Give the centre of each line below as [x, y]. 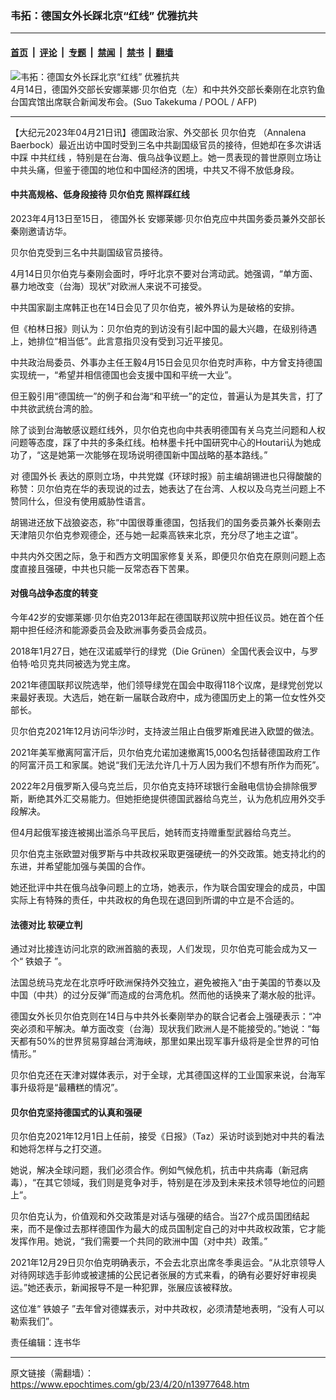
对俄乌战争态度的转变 [54, 593]
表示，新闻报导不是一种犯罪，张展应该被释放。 [141, 1288]
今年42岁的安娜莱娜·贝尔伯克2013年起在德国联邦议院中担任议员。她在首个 [163, 617]
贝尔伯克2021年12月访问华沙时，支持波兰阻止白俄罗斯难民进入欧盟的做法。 [165, 731]
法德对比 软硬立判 [46, 924]
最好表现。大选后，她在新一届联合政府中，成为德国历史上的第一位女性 [163, 697]
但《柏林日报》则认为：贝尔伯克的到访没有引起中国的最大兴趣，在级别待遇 [163, 328]
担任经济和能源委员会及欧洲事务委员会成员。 [119, 629]
